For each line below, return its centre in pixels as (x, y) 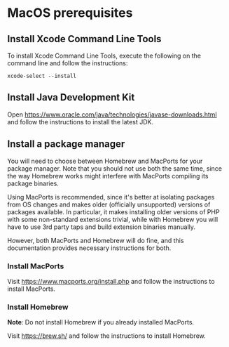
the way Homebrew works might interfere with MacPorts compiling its (108, 176)
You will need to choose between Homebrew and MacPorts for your (105, 161)
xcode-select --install (42, 76)
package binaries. (33, 183)
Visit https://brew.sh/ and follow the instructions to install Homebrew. (106, 336)
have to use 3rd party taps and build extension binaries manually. (102, 227)
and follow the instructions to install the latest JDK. (81, 122)
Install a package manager (66, 144)
